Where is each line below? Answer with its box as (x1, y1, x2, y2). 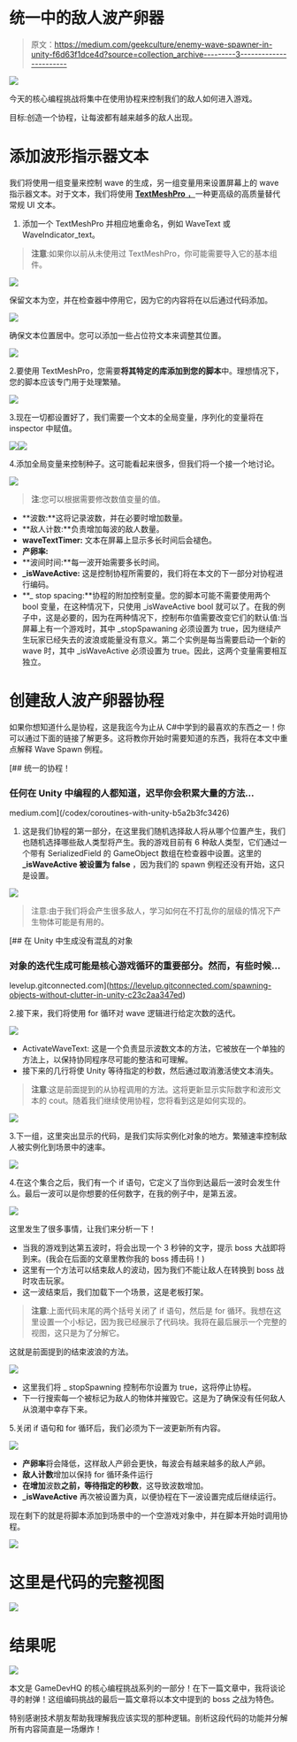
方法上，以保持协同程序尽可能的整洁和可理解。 (21, 1054, 193, 1065)
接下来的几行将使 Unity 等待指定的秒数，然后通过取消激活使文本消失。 (21, 1066, 278, 1076)
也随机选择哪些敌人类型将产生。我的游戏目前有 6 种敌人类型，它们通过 (21, 837, 280, 848)
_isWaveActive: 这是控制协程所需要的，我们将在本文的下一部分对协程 (21, 567, 276, 578)
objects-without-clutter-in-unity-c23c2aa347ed (9, 990, 183, 1000)
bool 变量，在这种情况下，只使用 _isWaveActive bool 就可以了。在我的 (21, 601, 278, 612)
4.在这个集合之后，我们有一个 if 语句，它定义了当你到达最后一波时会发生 (9, 1177, 274, 1188)
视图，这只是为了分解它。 (30, 1328, 125, 1338)
